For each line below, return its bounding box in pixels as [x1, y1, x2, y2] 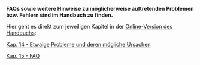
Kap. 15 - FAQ [6, 52, 40, 59]
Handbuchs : [6, 29, 37, 36]
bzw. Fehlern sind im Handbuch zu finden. [6, 11, 113, 18]
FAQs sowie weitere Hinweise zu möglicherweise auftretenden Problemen [6, 5, 194, 12]
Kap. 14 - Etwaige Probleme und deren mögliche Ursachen [6, 41, 151, 48]
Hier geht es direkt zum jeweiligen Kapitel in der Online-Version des [6, 23, 173, 30]
